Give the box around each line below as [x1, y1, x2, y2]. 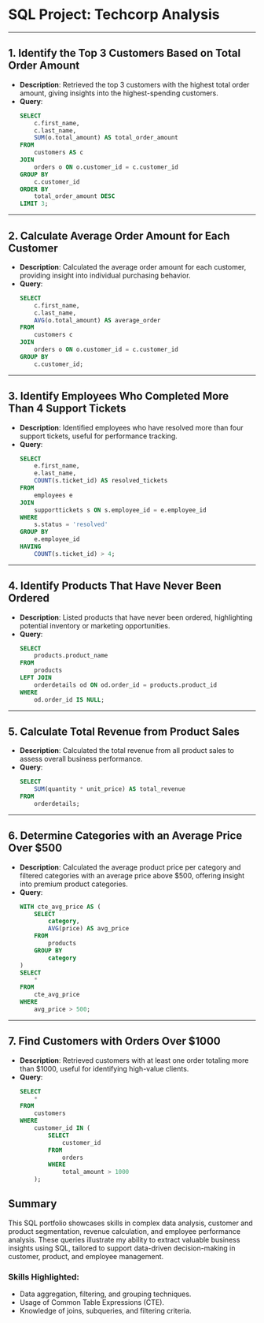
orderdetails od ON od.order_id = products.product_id [34, 680, 218, 689]
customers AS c [34, 148, 84, 157]
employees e [34, 491, 73, 499]
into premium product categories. [19, 879, 128, 889]
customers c [34, 331, 73, 339]
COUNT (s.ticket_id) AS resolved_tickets [34, 477, 168, 485]
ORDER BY [19, 185, 49, 193]
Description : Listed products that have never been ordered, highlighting [19, 613, 253, 622]
